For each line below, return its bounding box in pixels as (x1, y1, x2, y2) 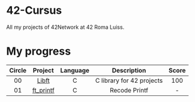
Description (112, 66, 146, 74)
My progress (6, 44, 71, 58)
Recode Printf (110, 86, 149, 94)
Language (60, 66, 90, 74)
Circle (9, 66, 27, 74)
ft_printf (32, 86, 55, 94)
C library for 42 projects (95, 76, 163, 85)
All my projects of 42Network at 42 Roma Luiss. (6, 23, 125, 31)
